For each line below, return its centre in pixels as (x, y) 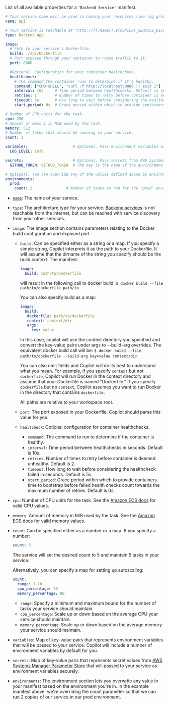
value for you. (34, 417)
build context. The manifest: (49, 260)
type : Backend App (24, 35)
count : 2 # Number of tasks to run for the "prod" (84, 188)
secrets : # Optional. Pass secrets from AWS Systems (85, 160)
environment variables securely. (46, 671)
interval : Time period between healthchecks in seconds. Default (95, 448)
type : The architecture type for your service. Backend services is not (83, 208)
